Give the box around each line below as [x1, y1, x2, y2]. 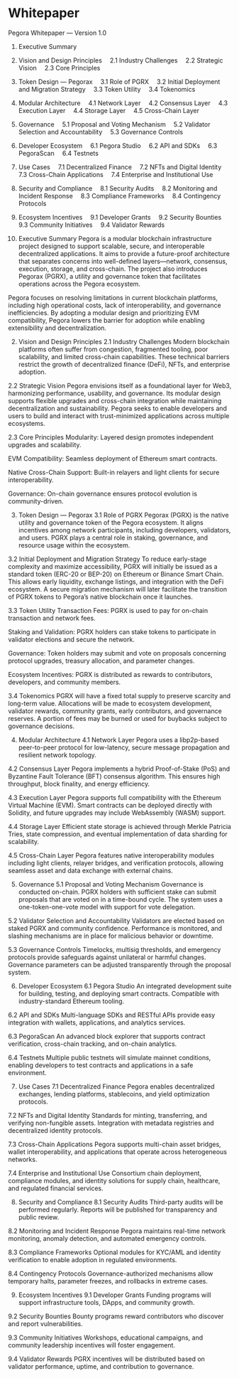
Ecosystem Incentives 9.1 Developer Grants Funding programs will [18, 1291, 211, 1299]
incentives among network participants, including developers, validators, [18, 525, 231, 534]
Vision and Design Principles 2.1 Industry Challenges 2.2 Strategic [18, 55, 223, 65]
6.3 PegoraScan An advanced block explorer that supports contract [8, 1032, 206, 1040]
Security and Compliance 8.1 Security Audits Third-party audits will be [18, 1197, 223, 1206]
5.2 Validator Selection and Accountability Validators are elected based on [8, 916, 225, 925]
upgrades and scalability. [8, 440, 82, 449]
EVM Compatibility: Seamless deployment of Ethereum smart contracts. [8, 454, 218, 463]
